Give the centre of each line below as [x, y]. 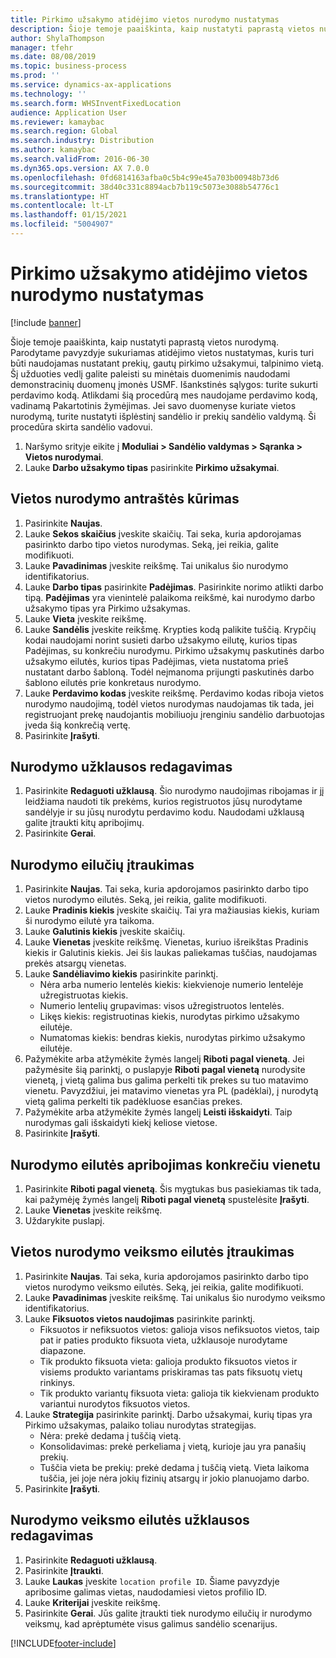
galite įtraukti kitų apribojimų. [84, 823]
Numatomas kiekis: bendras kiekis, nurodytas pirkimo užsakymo [172, 1038]
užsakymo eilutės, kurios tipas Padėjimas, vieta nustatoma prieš [156, 661]
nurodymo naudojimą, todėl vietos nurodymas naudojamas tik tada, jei [169, 703]
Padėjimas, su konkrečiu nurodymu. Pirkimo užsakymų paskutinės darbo [174, 650]
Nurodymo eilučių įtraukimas [102, 864]
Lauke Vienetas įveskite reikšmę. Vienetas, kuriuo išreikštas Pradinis [166, 942]
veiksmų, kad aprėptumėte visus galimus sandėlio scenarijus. [151, 1623]
